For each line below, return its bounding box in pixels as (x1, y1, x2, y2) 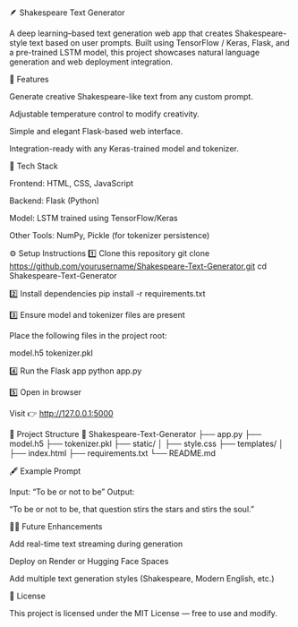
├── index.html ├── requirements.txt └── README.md (9, 448, 217, 459)
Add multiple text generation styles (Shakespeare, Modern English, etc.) (9, 573, 275, 584)
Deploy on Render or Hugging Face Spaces (9, 556, 169, 566)
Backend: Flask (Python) (9, 195, 100, 206)
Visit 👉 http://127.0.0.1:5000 (9, 408, 114, 418)
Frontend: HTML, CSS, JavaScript (9, 178, 134, 188)
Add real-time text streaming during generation (9, 538, 183, 549)
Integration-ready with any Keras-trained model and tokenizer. (9, 143, 239, 154)
